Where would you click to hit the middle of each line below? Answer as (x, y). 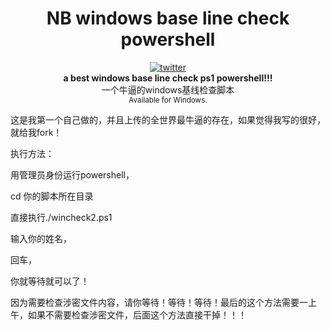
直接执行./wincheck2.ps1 (61, 217)
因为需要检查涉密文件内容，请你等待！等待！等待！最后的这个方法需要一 (159, 302)
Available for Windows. (168, 100)
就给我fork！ (36, 132)
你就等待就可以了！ (50, 281)
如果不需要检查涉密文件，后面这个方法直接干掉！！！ (137, 314)
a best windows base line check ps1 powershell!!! (168, 78)
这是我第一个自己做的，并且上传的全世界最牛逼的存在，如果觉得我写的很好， (168, 119)
